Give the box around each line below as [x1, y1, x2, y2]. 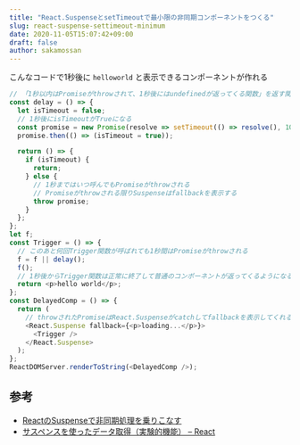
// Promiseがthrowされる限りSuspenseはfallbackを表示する [32, 188, 237, 197]
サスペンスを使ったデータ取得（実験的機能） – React [21, 425, 216, 437]
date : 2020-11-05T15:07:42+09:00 [9, 29, 134, 38]
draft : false [9, 37, 58, 47]
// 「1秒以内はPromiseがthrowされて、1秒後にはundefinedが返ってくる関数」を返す [9, 90, 286, 99]
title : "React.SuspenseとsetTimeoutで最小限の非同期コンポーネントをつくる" [9, 12, 274, 22]
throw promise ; [32, 197, 90, 206]
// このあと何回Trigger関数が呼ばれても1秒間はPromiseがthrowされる [17, 246, 248, 255]
